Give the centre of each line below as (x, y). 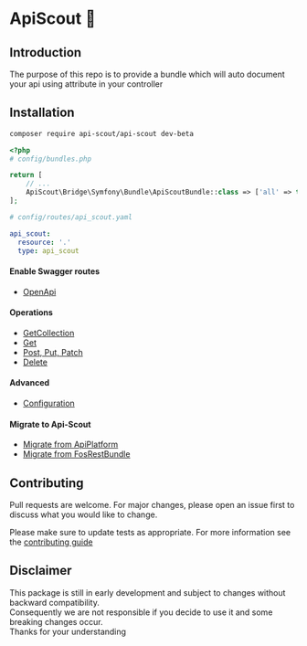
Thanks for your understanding (68, 631)
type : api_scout (48, 250)
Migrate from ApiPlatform (70, 445)
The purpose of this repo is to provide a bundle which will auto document (147, 74)
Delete (35, 362)
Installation (42, 113)
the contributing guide (51, 542)
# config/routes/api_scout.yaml (71, 217)
